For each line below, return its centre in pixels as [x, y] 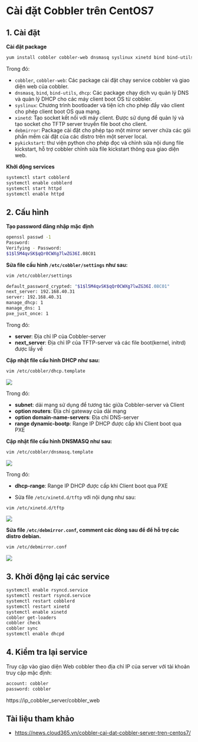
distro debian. [24, 536]
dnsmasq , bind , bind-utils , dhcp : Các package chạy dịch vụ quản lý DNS [102, 92]
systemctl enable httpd [35, 194]
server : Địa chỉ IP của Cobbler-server [60, 336]
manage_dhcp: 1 [25, 303]
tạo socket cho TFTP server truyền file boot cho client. [81, 124]
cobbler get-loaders [32, 617]
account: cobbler [27, 683]
